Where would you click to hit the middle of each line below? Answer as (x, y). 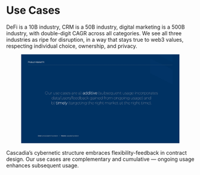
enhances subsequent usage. (43, 165)
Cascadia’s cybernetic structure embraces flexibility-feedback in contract (96, 153)
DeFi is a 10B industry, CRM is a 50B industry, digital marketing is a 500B (96, 27)
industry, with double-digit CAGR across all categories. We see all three (94, 33)
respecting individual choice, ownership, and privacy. (72, 46)
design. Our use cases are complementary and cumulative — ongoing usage (100, 159)
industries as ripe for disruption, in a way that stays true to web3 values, (95, 39)
